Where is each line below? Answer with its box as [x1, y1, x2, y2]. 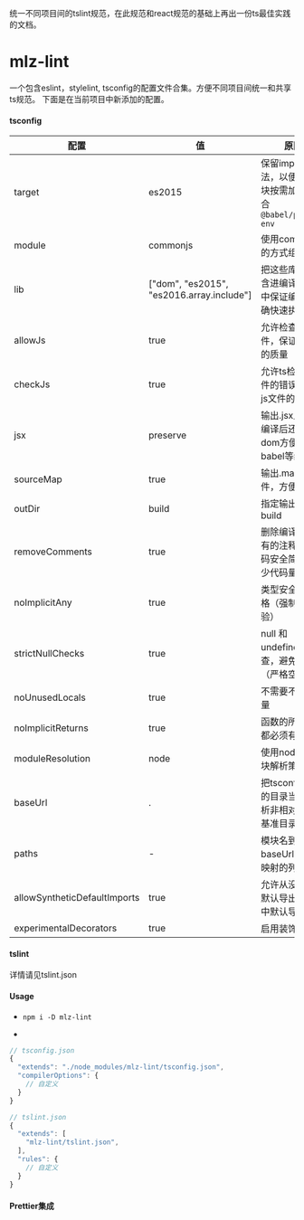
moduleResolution [14, 752, 90, 765]
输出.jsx [261, 410, 294, 422]
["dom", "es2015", [147, 278, 229, 290]
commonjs [147, 239, 194, 251]
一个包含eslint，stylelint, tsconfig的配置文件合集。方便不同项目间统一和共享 [9, 82, 292, 93]
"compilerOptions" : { [17, 1071, 100, 1081]
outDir [14, 503, 41, 515]
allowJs [14, 334, 46, 346]
